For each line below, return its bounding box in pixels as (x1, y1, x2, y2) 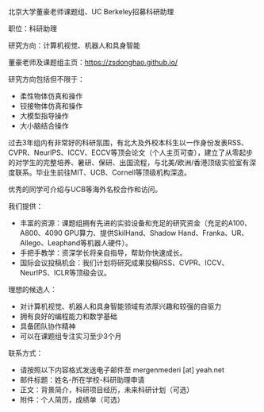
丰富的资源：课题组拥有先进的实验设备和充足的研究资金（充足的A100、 (19, 218, 252, 228)
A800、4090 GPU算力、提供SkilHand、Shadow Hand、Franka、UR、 (19, 229, 249, 237)
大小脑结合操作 (19, 121, 69, 130)
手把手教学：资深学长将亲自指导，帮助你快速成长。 (19, 248, 187, 257)
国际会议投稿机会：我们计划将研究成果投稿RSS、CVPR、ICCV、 (19, 258, 229, 268)
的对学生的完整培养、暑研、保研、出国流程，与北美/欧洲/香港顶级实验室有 (8, 158, 250, 167)
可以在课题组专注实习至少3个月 (19, 332, 122, 341)
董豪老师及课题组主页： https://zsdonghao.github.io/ (8, 58, 178, 67)
